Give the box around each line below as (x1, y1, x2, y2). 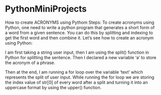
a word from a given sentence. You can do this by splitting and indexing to (5, 30, 153, 35)
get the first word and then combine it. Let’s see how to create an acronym (5, 35, 154, 41)
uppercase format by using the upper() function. (5, 84, 102, 90)
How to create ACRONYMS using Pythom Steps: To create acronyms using (5, 19, 154, 25)
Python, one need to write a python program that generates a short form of (5, 24, 155, 30)
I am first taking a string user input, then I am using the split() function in (5, 49, 149, 55)
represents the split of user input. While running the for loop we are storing (5, 74, 154, 80)
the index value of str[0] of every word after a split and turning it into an (5, 79, 148, 85)
